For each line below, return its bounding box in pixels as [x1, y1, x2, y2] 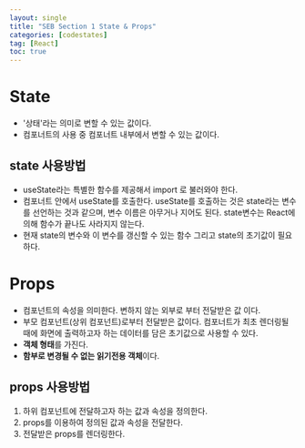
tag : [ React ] [9, 38, 59, 48]
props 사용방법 [9, 380, 91, 395]
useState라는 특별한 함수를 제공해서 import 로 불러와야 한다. [22, 184, 239, 195]
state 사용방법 [9, 158, 86, 174]
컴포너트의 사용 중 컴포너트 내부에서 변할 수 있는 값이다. [22, 129, 220, 140]
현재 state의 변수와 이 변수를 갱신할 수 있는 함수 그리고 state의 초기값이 [22, 229, 276, 240]
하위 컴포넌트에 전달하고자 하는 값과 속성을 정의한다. [22, 405, 208, 416]
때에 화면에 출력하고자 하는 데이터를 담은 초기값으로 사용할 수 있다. [22, 327, 259, 338]
